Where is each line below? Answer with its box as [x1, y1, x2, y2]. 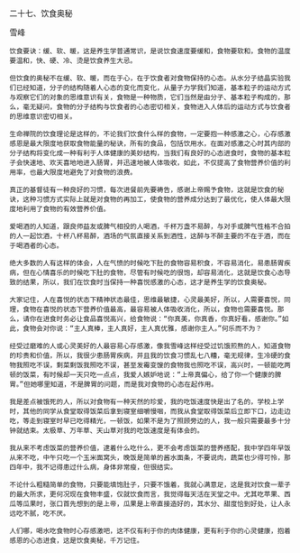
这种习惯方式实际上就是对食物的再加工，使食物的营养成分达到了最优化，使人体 [22, 195, 271, 204]
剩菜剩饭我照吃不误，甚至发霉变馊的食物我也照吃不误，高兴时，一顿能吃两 [56, 361, 291, 370]
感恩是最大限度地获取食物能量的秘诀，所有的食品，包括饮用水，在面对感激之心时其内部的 [9, 139, 291, 148]
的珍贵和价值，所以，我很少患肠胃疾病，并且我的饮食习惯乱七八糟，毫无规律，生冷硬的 [9, 351, 285, 360]
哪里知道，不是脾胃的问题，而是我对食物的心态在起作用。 [36, 380, 218, 389]
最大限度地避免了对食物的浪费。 [35, 168, 137, 177]
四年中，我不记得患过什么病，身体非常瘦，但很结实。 [9, 463, 177, 472]
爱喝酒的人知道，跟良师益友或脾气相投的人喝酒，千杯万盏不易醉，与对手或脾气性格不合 [9, 222, 285, 231]
